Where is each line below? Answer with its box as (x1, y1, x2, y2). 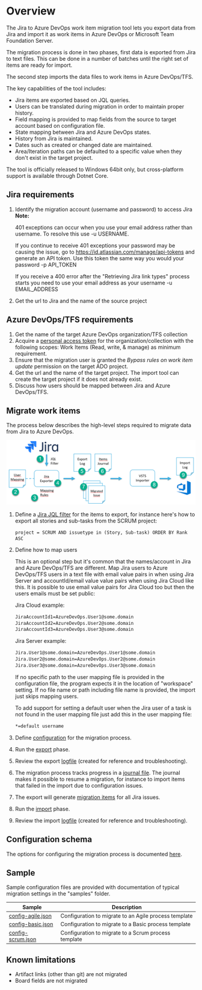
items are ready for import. (6, 61, 73, 69)
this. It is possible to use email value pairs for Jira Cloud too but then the (14, 583, 194, 591)
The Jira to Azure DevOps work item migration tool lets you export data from (6, 24, 196, 31)
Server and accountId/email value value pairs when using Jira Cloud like (14, 577, 194, 584)
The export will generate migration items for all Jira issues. (14, 794, 161, 801)
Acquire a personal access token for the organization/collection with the (14, 337, 194, 344)
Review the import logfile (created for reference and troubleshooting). (14, 816, 188, 824)
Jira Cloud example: (14, 601, 65, 609)
